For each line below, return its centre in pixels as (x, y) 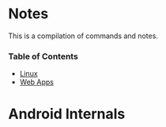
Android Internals (67, 114)
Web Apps (36, 82)
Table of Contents (43, 56)
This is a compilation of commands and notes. (83, 36)
